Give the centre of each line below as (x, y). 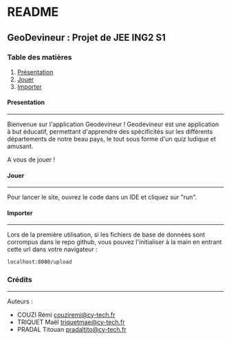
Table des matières (40, 57)
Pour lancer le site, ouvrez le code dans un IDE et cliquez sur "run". (102, 197)
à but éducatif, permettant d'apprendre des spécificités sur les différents (110, 132)
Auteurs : (20, 301)
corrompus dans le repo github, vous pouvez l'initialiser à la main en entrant (114, 242)
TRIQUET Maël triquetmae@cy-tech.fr (71, 322)
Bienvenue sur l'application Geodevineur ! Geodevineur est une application (113, 124)
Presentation (26, 102)
